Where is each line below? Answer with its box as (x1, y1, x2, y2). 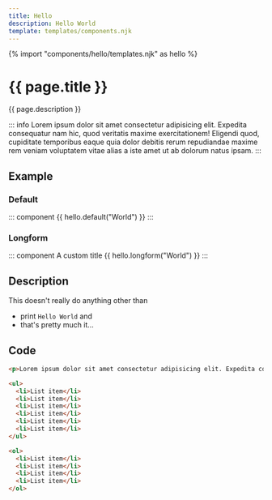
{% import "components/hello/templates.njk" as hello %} (8, 49, 198, 59)
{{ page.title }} (8, 78, 108, 96)
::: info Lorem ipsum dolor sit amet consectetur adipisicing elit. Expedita (8, 120, 247, 130)
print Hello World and (19, 311, 93, 321)
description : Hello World (8, 19, 96, 28)
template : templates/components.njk (8, 27, 132, 35)
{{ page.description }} (8, 105, 82, 114)
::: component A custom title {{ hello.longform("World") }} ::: (8, 250, 209, 260)
